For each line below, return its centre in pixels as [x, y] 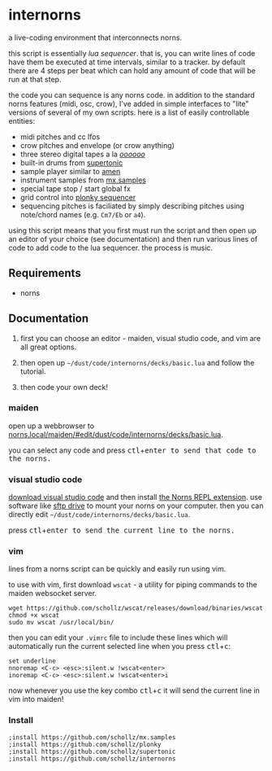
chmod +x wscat [34, 615]
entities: [22, 120]
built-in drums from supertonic [71, 162]
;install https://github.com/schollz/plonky [85, 744]
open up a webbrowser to [52, 426]
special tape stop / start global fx [76, 188]
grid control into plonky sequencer [78, 197]
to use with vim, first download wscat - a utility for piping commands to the [133, 585]
